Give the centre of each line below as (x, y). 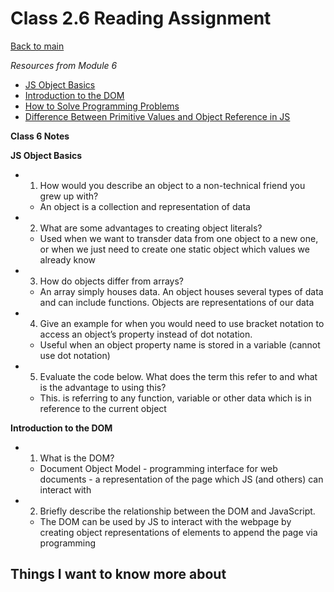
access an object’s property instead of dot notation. (146, 334)
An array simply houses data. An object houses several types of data (181, 291)
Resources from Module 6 (64, 65)
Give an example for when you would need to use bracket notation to (182, 323)
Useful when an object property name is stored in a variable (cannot (180, 344)
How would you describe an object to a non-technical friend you (172, 185)
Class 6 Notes (40, 136)
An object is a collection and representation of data (145, 206)
